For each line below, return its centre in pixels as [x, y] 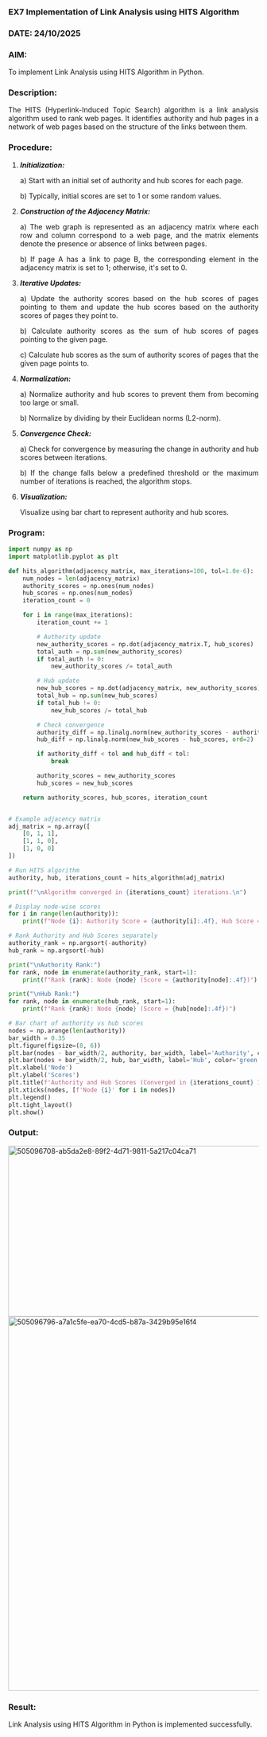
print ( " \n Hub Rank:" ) [44, 994]
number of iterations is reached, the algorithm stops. [106, 481]
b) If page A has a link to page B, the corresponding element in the [139, 259]
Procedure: [31, 147]
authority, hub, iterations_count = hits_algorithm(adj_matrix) [117, 878]
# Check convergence [71, 725]
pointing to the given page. [64, 339]
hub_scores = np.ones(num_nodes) [78, 593]
